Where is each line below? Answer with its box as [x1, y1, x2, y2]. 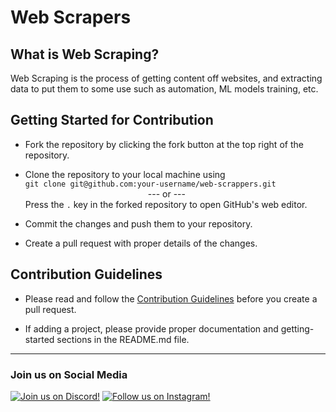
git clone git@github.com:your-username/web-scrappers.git [24, 179, 277, 189]
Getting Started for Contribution [10, 112, 214, 129]
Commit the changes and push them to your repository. [24, 217, 253, 230]
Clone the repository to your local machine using [24, 168, 226, 180]
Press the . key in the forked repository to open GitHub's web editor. [24, 198, 308, 210]
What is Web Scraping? [10, 46, 160, 63]
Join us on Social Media [10, 367, 128, 381]
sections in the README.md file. [56, 333, 190, 345]
